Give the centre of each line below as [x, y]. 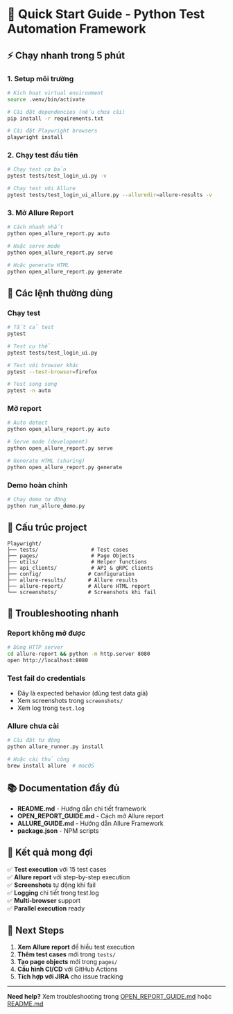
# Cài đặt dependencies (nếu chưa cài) [67, 112]
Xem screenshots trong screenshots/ [70, 701]
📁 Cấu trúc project [47, 528]
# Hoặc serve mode [34, 246]
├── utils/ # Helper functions [77, 561]
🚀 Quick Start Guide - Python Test [106, 14]
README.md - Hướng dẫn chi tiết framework [82, 809]
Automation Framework [77, 29]
